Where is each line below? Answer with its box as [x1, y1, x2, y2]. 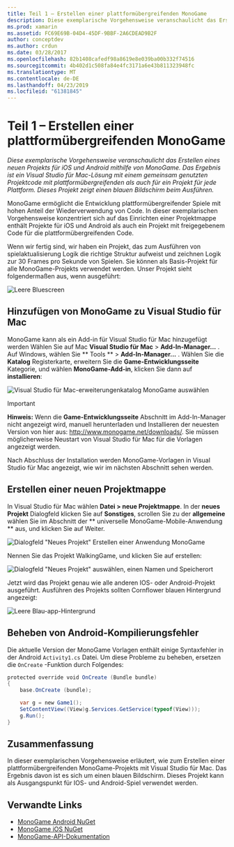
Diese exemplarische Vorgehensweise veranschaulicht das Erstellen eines [7, 156, 221, 165]
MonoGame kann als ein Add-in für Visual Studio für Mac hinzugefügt [7, 335, 208, 343]
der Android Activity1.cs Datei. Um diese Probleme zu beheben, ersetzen [7, 653, 221, 661]
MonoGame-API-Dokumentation [17, 832, 110, 841]
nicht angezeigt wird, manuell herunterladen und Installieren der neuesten [7, 420, 219, 428]
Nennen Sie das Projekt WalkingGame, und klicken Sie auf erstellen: [7, 551, 202, 560]
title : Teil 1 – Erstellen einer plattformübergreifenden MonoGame [7, 10, 208, 17]
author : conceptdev [7, 36, 64, 43]
